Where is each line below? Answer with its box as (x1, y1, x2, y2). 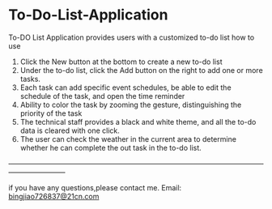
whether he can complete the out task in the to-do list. (19, 143, 202, 152)
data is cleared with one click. (19, 126, 120, 135)
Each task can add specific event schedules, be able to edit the (19, 83, 232, 92)
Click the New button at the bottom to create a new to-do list (19, 57, 223, 66)
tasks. (19, 74, 40, 83)
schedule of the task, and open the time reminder (19, 91, 185, 100)
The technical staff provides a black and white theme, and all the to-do (19, 117, 257, 126)
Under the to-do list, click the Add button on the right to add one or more (19, 65, 263, 75)
